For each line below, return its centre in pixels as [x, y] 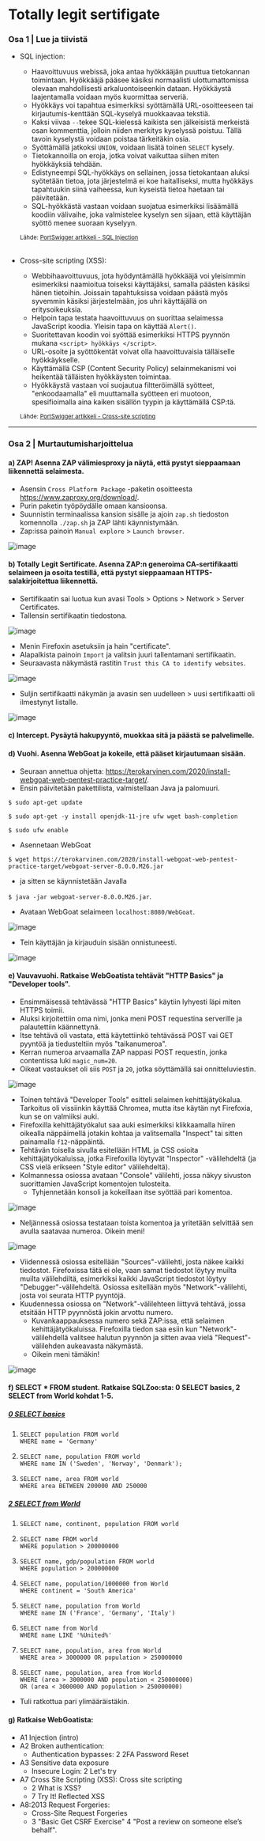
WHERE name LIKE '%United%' [65, 1635]
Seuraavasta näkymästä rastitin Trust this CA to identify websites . [132, 663]
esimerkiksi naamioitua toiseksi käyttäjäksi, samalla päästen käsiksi [140, 284]
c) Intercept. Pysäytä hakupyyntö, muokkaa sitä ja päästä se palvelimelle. [131, 735]
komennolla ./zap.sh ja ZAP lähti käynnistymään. [99, 522]
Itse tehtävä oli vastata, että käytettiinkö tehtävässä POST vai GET [127, 1035]
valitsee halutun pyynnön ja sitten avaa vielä [141, 1337]
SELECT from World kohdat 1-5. [61, 1396]
